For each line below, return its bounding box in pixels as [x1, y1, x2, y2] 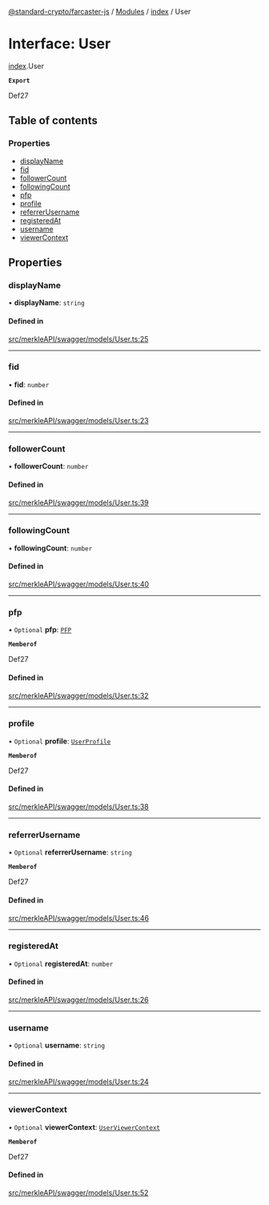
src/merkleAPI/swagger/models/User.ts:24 [8, 1076, 150, 1087]
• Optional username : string [8, 1040, 106, 1051]
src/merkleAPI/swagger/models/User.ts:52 [8, 1188, 149, 1198]
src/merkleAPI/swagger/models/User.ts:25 [8, 334, 149, 343]
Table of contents [8, 114, 98, 127]
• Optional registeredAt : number [8, 959, 114, 968]
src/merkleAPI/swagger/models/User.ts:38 [8, 802, 150, 811]
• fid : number [8, 379, 50, 389]
